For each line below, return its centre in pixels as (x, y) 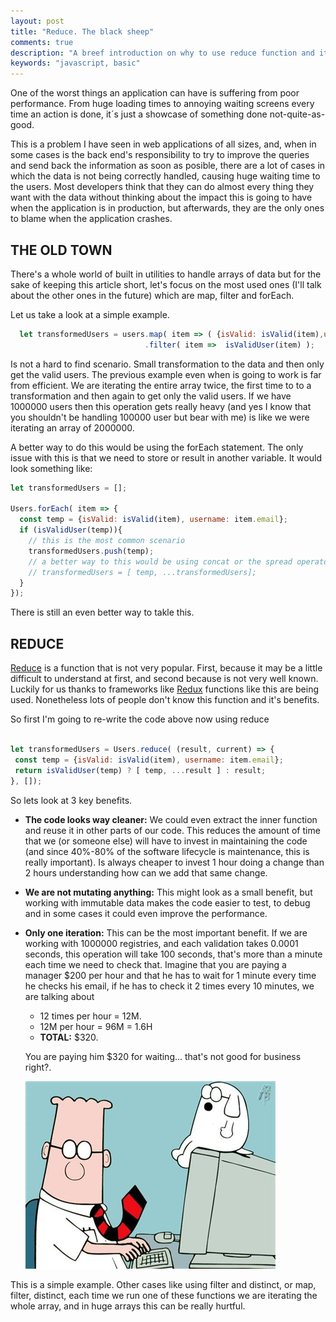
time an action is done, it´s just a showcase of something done (139, 114)
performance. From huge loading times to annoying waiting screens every (162, 104)
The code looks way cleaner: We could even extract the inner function (171, 819)
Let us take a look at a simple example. (90, 314)
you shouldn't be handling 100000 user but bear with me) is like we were (160, 417)
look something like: (51, 468)
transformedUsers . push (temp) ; (91, 551)
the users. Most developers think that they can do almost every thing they (162, 187)
